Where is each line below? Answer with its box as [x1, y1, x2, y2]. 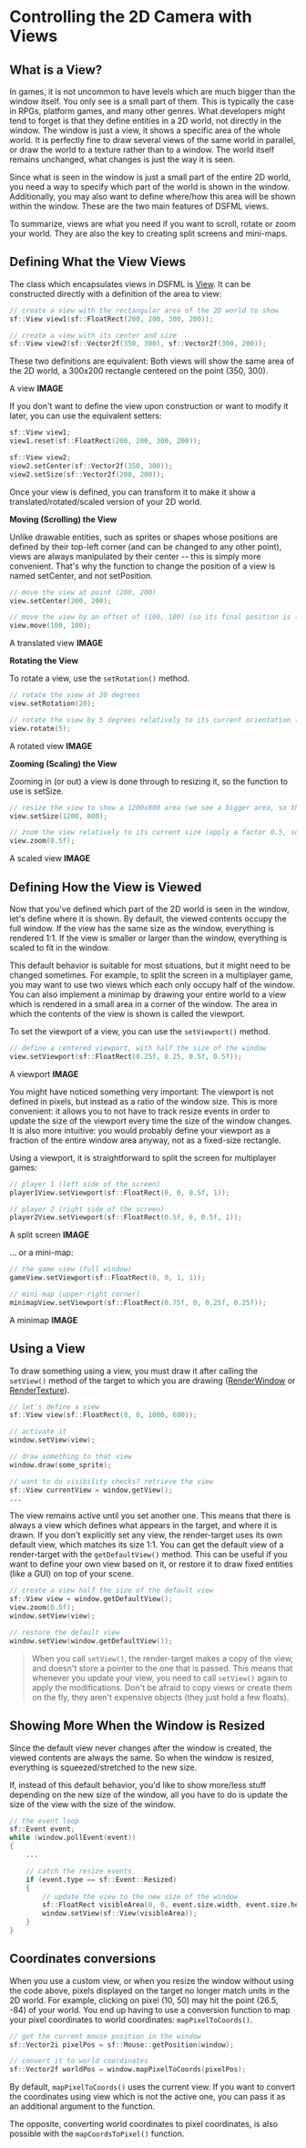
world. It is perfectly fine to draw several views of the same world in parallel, [9, 135, 296, 145]
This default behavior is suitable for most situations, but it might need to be [9, 960, 291, 971]
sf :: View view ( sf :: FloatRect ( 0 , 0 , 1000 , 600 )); [9, 1411, 198, 1420]
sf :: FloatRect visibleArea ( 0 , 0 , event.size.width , [42, 1900, 243, 1910]
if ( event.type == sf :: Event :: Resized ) [25, 1875, 178, 1884]
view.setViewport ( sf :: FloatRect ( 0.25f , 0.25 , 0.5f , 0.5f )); [9, 1052, 243, 1061]
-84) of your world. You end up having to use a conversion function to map [9, 2004, 291, 2015]
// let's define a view [9, 1402, 100, 1412]
